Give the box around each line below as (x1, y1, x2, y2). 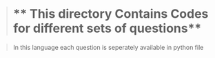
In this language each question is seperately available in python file (12, 43, 204, 51)
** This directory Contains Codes (12, 6, 209, 22)
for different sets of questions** (12, 20, 202, 36)
